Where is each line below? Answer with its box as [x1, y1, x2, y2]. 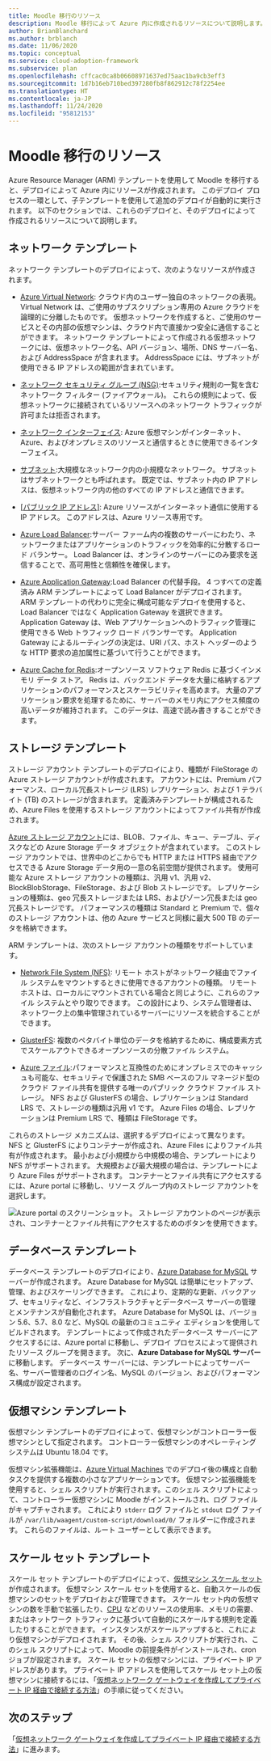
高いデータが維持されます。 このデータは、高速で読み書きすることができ [19, 705, 262, 715]
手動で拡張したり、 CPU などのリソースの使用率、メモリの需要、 [43, 1604, 258, 1614]
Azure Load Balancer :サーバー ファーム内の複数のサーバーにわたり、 [19, 529, 249, 538]
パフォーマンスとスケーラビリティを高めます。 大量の [69, 685, 248, 695]
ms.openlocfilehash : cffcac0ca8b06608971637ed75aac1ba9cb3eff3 [8, 72, 226, 80]
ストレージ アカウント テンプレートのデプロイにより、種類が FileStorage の [8, 764, 259, 774]
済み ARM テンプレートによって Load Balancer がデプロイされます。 [19, 587, 246, 597]
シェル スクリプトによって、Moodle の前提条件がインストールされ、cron [15, 1645, 256, 1654]
